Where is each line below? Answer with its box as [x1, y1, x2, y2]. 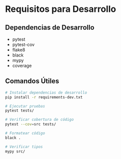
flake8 [12, 47, 26, 53]
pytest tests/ [5, 108, 35, 113]
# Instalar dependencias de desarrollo [5, 90, 87, 95]
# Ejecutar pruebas [5, 104, 45, 108]
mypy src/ [5, 149, 26, 154]
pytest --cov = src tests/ [5, 122, 56, 127]
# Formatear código [5, 131, 45, 136]
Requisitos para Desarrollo [5, 3, 116, 15]
